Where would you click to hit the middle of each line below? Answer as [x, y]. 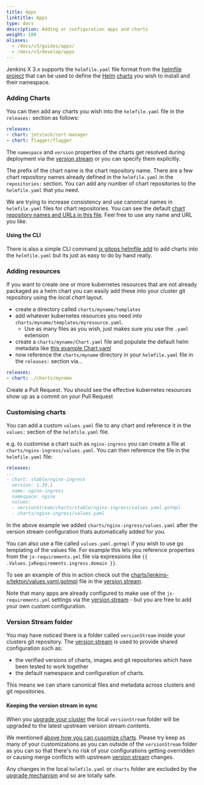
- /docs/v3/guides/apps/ [43, 46]
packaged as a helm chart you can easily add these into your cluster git [96, 291]
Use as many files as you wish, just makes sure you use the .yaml [106, 329]
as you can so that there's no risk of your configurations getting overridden [100, 750]
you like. [17, 221]
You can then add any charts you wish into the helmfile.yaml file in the [95, 111]
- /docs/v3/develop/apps [43, 52]
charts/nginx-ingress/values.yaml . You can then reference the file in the [98, 451]
